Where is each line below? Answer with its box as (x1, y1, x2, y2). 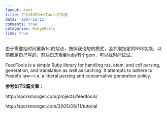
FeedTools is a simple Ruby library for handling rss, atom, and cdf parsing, (5, 62, 161, 68)
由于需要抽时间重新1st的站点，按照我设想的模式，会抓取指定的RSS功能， (5, 46, 157, 51)
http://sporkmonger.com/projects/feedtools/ (5, 93, 98, 99)
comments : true (5, 21, 38, 27)
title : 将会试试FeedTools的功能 (5, 12, 69, 17)
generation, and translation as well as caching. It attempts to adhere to (5, 67, 153, 73)
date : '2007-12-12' (5, 17, 47, 22)
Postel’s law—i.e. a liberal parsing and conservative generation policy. (5, 73, 151, 79)
